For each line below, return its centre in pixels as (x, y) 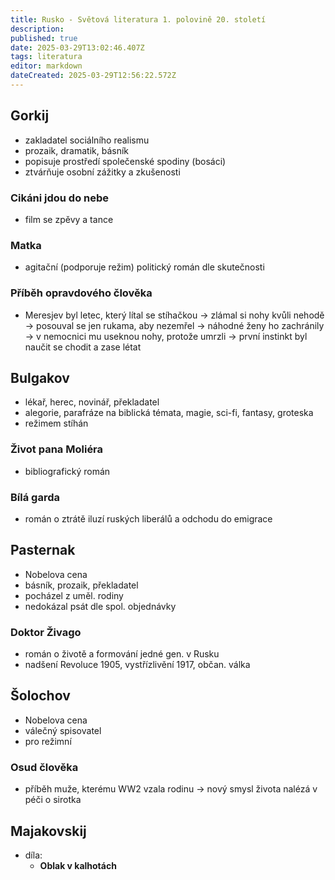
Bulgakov (40, 377)
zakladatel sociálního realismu (87, 140)
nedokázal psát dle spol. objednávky (100, 606)
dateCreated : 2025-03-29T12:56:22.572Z (93, 76)
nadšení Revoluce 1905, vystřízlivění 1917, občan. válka (137, 665)
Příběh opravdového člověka (81, 293)
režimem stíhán (56, 423)
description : (37, 29)
